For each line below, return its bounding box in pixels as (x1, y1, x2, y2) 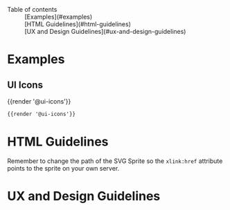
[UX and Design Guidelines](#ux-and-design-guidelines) (24, 28, 186, 35)
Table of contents (7, 6, 57, 13)
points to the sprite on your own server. (7, 164, 120, 172)
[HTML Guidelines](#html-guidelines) (24, 20, 132, 28)
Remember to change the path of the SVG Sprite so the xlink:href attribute (7, 157, 223, 165)
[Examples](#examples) (24, 12, 93, 21)
